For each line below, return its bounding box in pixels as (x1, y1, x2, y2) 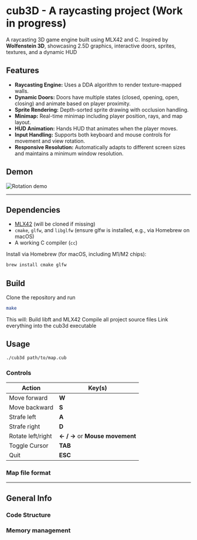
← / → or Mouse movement (59, 432, 137, 440)
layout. (14, 119, 31, 126)
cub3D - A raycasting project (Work (6, 4, 183, 18)
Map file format (6, 468, 51, 477)
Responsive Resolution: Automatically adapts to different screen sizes (14, 143, 186, 150)
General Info (6, 493, 52, 503)
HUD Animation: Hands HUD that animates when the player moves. (14, 125, 178, 132)
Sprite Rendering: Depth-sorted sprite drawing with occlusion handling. (14, 106, 189, 113)
